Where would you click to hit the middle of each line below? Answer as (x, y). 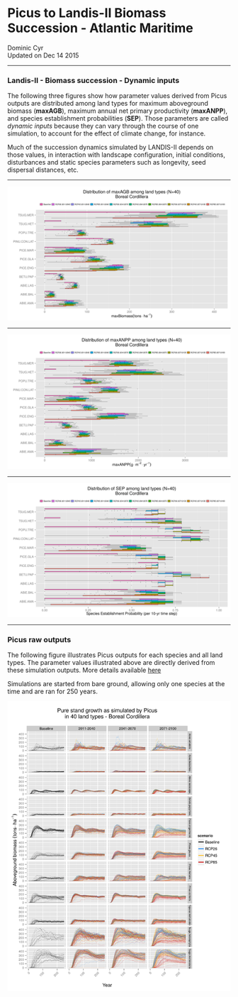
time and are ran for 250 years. (52, 692)
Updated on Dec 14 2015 (43, 55)
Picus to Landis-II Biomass (87, 13)
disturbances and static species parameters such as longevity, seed (107, 163)
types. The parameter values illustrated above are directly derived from (111, 663)
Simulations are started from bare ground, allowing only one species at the (116, 684)
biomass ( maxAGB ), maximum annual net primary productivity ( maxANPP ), (118, 111)
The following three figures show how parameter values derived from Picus (117, 96)
